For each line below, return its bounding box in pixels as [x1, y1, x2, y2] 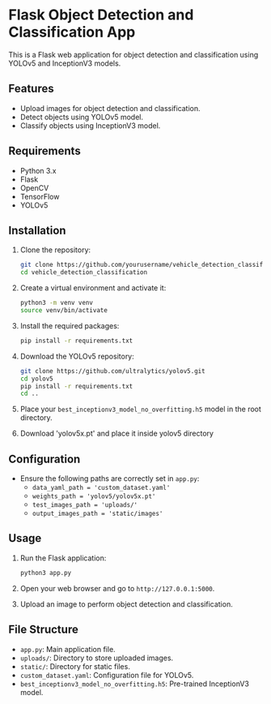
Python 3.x [19, 165, 57, 175]
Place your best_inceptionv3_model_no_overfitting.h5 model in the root [19, 404, 261, 414]
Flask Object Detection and [8, 6, 194, 24]
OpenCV [19, 182, 49, 192]
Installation [8, 223, 66, 237]
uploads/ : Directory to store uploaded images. [19, 653, 174, 663]
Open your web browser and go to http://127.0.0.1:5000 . [19, 583, 215, 593]
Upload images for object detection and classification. [19, 103, 201, 113]
